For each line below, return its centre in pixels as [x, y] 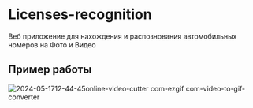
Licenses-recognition [80, 15]
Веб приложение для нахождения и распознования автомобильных [123, 36]
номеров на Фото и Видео [52, 44]
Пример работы [50, 70]
